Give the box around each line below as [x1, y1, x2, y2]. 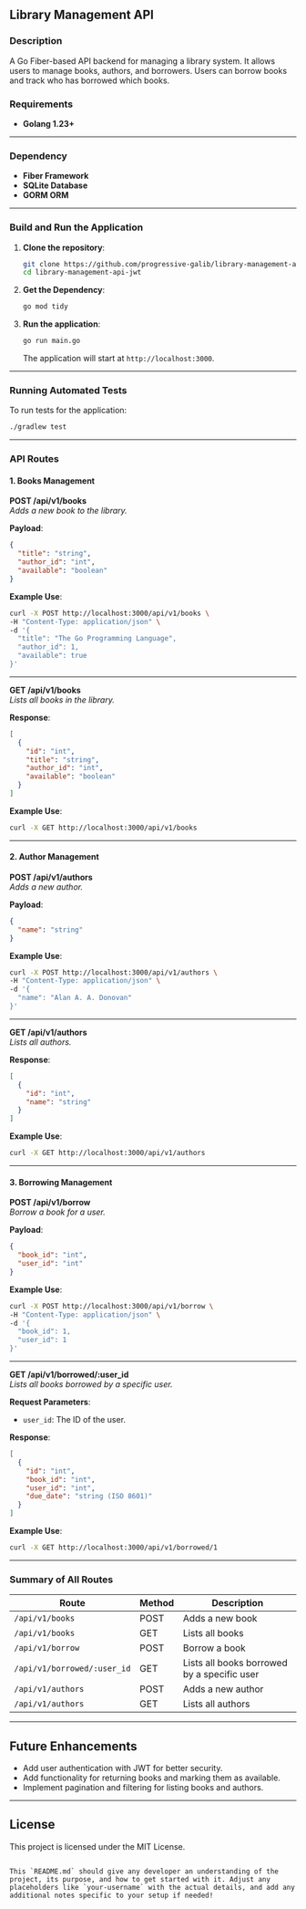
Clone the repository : [22, 242, 106, 253]
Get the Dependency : [22, 285, 106, 296]
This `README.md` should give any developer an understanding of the [9, 1866, 280, 1876]
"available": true [17, 652, 88, 661]
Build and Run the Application [9, 221, 144, 234]
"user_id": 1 [17, 1336, 67, 1345]
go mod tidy [22, 302, 68, 311]
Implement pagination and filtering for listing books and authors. [22, 1782, 264, 1793]
